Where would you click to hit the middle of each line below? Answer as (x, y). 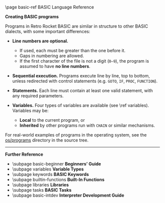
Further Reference (24, 154)
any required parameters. (38, 96)
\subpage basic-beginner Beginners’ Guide (57, 164)
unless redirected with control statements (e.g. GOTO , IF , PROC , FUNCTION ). (85, 81)
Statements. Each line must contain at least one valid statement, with (82, 90)
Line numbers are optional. (40, 41)
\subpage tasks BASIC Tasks (42, 190)
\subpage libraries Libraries (41, 185)
